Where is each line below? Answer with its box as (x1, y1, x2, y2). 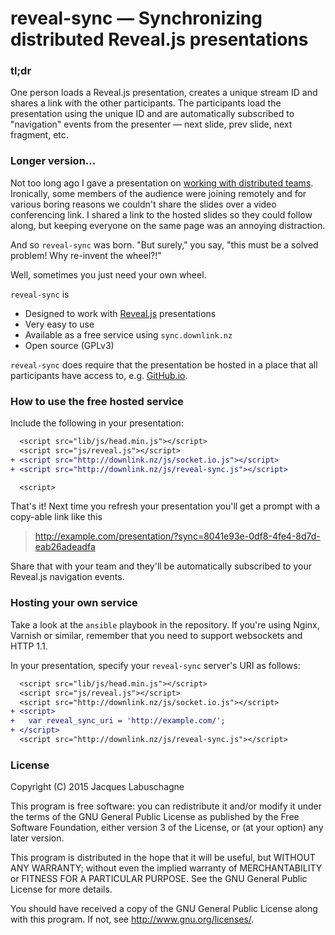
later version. (10, 832, 65, 844)
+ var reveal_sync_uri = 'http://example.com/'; (10, 716, 226, 726)
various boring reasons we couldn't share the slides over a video (10, 198, 277, 210)
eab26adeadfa (34, 541, 96, 553)
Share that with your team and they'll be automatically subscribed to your (10, 560, 312, 572)
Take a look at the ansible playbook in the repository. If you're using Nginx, (10, 618, 320, 631)
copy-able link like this (10, 511, 103, 523)
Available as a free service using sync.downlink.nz (24, 328, 233, 341)
